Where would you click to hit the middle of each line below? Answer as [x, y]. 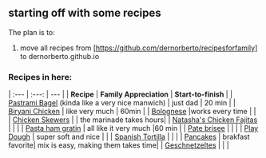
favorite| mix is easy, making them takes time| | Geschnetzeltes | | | [119, 145]
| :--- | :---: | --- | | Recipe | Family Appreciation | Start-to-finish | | [121, 94]
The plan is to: [32, 32]
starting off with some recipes [85, 13]
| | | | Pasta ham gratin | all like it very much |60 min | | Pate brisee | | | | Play [133, 128]
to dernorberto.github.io [60, 56]
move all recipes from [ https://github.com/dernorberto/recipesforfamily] [139, 48]
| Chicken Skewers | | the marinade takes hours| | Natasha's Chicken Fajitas [133, 120]
